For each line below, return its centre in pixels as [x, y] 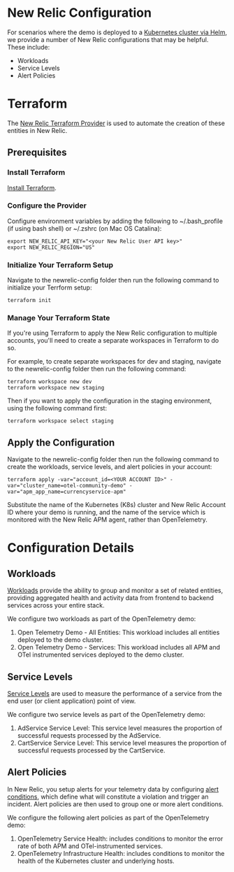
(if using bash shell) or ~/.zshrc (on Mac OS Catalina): [85, 228]
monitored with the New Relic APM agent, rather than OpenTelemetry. [108, 520]
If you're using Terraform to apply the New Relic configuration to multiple [112, 333]
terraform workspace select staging [60, 421]
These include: [29, 47]
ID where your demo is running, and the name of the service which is [107, 513]
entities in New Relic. [37, 130]
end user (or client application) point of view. [72, 701]
